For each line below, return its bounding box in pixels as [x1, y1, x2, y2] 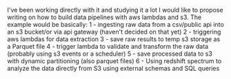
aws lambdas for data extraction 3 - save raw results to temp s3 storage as [7, 35, 221, 43]
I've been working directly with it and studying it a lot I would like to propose [7, 6, 223, 14]
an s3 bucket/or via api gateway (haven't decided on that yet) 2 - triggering [7, 27, 221, 36]
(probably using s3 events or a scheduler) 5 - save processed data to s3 [7, 49, 212, 58]
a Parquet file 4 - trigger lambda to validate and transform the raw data [7, 43, 209, 50]
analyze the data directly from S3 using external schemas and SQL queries [7, 65, 220, 72]
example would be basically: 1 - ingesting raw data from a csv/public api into [7, 21, 224, 28]
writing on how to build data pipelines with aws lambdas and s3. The [7, 13, 202, 21]
